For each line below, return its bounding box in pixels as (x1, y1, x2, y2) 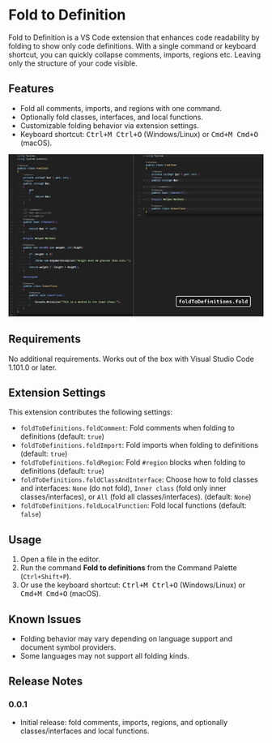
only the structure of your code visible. (8, 58, 138, 68)
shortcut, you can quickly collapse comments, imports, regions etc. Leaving (8, 49, 261, 59)
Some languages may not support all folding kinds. (19, 651, 190, 661)
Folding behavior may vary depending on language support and (19, 634, 233, 644)
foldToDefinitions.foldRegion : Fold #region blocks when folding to (19, 457, 245, 467)
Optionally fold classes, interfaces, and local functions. (19, 112, 204, 122)
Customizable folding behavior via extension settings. (19, 120, 200, 131)
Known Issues (8, 612, 82, 626)
